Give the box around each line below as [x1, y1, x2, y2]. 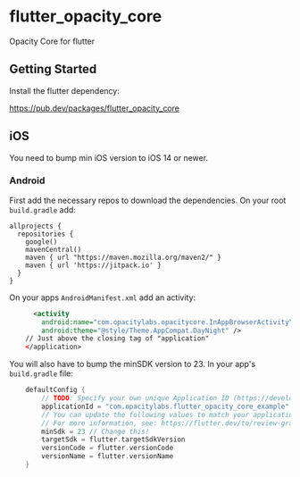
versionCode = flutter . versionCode [41, 444, 174, 453]
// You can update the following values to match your [41, 410, 250, 419]
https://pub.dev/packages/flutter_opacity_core [9, 103, 180, 113]
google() [25, 237, 58, 247]
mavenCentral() [25, 245, 82, 254]
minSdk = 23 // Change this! [41, 427, 150, 436]
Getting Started [9, 62, 97, 77]
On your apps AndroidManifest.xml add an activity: [9, 292, 196, 303]
